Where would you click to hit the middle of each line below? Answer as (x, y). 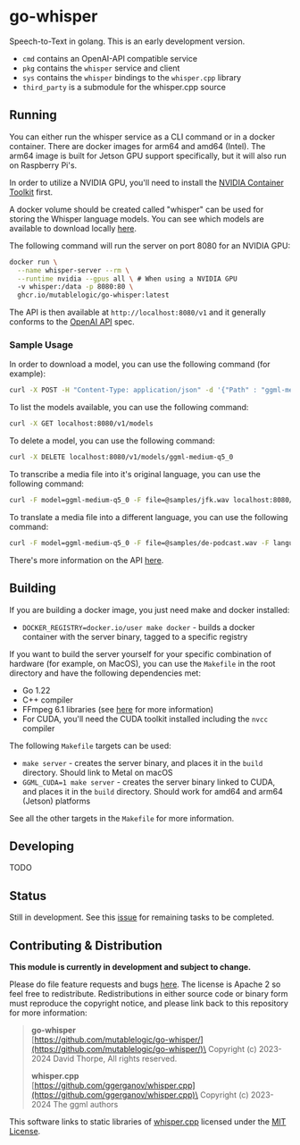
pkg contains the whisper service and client (101, 68)
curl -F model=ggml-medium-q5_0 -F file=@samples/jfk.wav (119, 501)
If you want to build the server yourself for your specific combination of (141, 653)
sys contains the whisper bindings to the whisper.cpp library (132, 77)
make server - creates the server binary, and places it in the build (142, 762)
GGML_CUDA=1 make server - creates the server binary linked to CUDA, (149, 782)
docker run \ (33, 262)
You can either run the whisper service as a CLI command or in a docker (142, 137)
